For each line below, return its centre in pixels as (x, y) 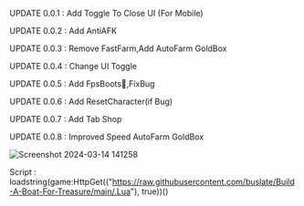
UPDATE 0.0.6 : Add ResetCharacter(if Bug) (91, 101)
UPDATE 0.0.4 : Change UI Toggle (73, 66)
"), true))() (149, 191)
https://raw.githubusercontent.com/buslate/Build (204, 182)
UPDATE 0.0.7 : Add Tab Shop (66, 119)
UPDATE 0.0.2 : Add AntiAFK (63, 31)
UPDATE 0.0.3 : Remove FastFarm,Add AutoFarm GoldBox (118, 48)
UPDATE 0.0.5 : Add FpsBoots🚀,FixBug (82, 84)
